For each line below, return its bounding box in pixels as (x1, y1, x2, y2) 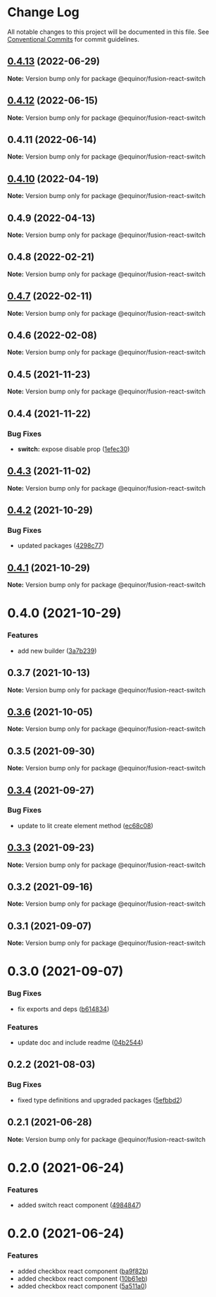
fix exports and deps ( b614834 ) (17, 1004, 110, 1013)
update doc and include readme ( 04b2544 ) (17, 1038, 144, 1047)
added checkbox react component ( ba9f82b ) (17, 1267, 149, 1275)
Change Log (7, 4, 80, 20)
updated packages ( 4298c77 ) (17, 541, 104, 550)
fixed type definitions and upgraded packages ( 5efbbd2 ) (17, 1095, 183, 1104)
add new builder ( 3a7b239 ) (17, 646, 97, 655)
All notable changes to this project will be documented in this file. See (7, 27, 210, 36)
